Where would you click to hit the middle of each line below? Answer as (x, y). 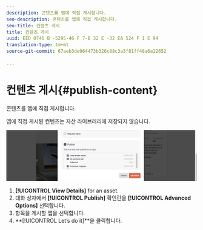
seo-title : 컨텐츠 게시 (33, 25)
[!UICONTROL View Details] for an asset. (67, 191)
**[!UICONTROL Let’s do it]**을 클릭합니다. (68, 220)
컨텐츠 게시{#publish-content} (82, 90)
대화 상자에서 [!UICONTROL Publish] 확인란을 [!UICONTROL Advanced (103, 198)
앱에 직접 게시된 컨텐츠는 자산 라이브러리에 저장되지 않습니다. (78, 121)
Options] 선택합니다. (40, 205)
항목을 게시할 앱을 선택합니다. (50, 213)
